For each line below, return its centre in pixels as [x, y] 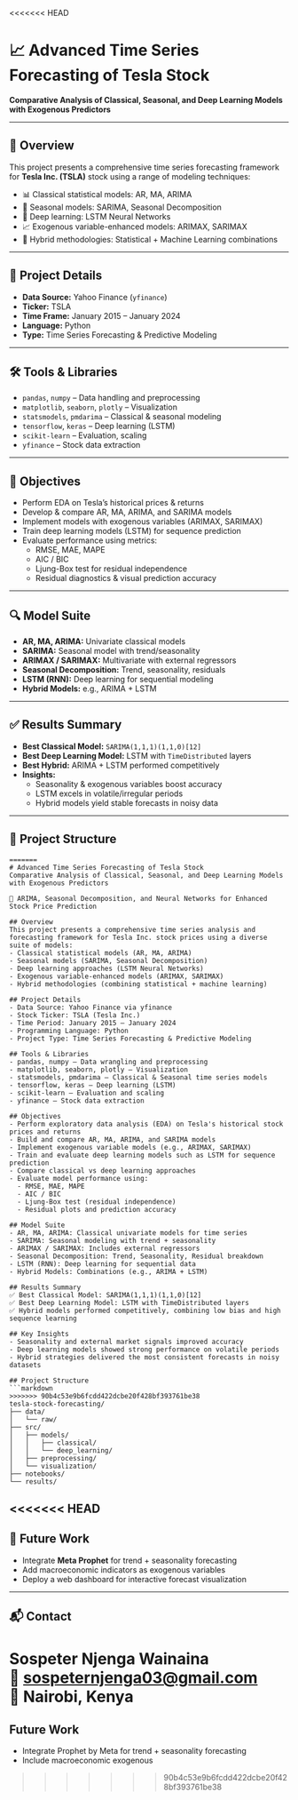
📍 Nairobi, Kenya [71, 1697]
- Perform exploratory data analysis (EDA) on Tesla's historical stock [146, 1124]
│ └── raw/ [33, 1419]
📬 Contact [40, 1617]
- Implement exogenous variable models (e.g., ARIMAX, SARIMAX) [130, 1147]
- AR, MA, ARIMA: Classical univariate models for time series [129, 1233]
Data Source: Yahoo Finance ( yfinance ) [94, 297]
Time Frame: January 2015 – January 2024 [101, 315]
